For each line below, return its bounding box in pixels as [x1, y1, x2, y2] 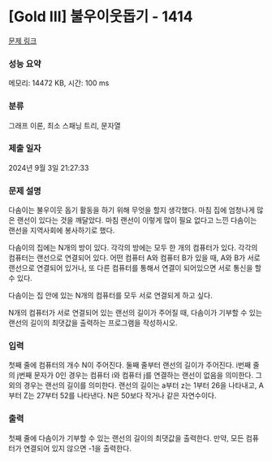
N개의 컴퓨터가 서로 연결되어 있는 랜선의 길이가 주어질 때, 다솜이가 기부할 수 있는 [8, 308, 262, 318]
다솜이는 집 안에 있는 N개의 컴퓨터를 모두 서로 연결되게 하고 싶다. [8, 290, 213, 301]
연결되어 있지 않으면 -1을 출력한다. [23, 443, 132, 453]
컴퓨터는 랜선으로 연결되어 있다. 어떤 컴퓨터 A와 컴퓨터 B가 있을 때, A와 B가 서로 [8, 253, 261, 263]
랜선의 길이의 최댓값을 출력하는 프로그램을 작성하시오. [8, 318, 178, 328]
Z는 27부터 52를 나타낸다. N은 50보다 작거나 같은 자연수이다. [23, 391, 217, 401]
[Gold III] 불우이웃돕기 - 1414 [8, 7, 193, 26]
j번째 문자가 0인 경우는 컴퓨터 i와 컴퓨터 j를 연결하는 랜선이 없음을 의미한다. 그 [16, 371, 262, 381]
